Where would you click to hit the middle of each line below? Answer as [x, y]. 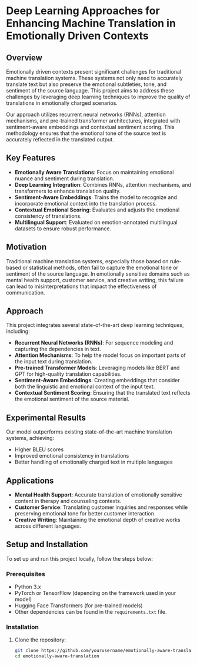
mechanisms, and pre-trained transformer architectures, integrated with [93, 121]
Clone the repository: [40, 640]
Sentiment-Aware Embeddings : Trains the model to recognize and [96, 197]
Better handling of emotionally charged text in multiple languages [94, 462]
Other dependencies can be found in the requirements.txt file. [91, 612]
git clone [27, 651]
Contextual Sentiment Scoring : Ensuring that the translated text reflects [102, 393]
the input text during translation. [54, 362]
